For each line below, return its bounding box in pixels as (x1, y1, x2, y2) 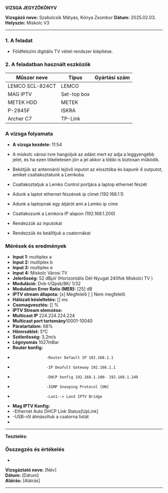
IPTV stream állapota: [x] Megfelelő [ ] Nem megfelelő (12, 291, 125, 297)
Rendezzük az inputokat (12, 220, 62, 226)
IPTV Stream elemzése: (12, 307, 62, 313)
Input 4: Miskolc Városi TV (12, 270, 67, 276)
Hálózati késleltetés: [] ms (12, 297, 68, 303)
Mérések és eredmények (5, 242, 66, 250)
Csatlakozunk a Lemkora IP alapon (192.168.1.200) (12, 210, 115, 216)
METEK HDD (7, 98, 37, 105)
